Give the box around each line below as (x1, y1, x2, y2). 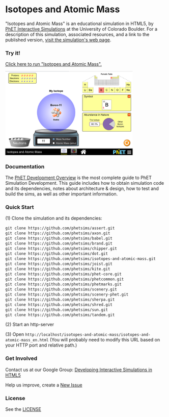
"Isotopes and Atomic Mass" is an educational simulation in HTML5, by (5, 20, 154, 27)
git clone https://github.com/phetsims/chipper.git (5, 246, 117, 251)
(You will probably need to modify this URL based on (49, 337, 160, 343)
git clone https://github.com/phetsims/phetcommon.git (5, 277, 124, 282)
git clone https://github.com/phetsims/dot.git (5, 251, 108, 256)
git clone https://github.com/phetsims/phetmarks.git (5, 282, 122, 287)
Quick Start (5, 203, 34, 210)
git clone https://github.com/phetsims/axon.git (5, 231, 110, 236)
